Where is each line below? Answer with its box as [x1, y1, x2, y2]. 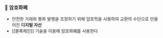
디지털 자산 [21, 22, 42, 28]
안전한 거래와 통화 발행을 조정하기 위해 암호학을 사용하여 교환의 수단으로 [11, 16, 149, 22]
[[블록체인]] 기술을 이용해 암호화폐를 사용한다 [11, 28, 98, 34]
